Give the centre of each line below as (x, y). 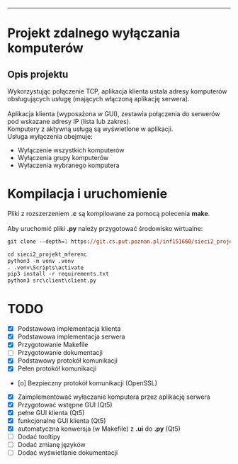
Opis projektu (38, 74)
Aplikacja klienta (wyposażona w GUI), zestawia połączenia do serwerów (114, 114)
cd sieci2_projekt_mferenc (47, 254)
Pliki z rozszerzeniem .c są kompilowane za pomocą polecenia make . (109, 213)
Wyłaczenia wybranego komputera (68, 165)
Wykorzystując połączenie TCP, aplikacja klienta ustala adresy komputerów (118, 91)
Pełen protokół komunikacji (57, 368)
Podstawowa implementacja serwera (71, 336)
